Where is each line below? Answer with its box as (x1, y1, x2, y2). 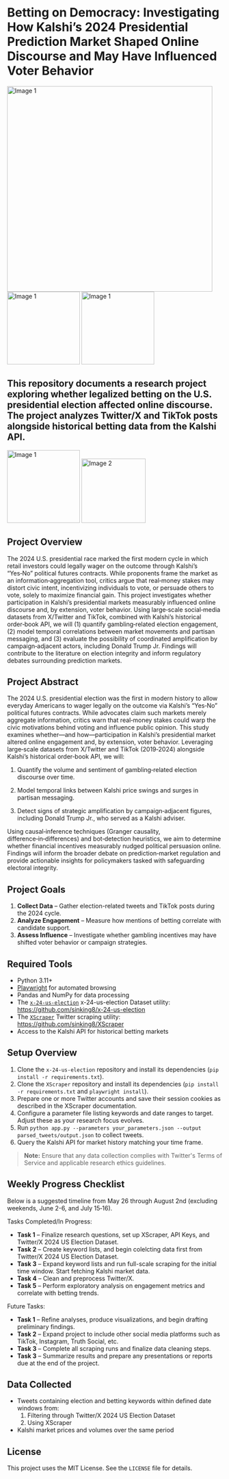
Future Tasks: (7, 1302, 46, 1310)
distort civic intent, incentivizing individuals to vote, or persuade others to (7, 584, 214, 592)
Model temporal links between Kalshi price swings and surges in (16, 786, 199, 795)
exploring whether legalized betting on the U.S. (7, 388, 212, 400)
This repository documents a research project (7, 378, 207, 390)
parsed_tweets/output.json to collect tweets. (16, 1130, 144, 1139)
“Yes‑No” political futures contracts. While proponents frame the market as (7, 569, 218, 577)
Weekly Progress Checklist (7, 1178, 125, 1190)
